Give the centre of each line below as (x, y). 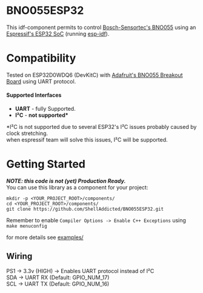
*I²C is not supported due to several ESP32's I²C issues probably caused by (101, 127)
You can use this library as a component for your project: (77, 188)
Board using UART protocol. (41, 81)
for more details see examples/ (45, 237)
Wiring (19, 256)
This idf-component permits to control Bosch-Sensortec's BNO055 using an (101, 27)
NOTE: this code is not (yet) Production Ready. (66, 181)
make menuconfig (27, 226)
